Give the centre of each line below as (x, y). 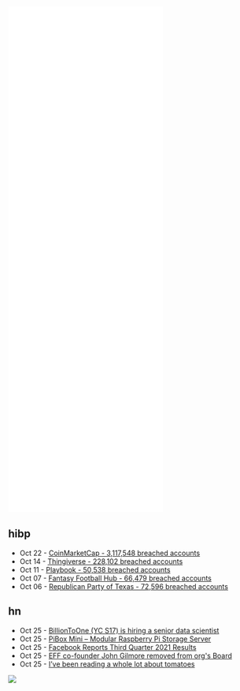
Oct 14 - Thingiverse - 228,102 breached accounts (101, 561)
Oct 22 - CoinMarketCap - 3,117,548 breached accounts (110, 553)
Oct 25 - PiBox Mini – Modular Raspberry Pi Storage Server (115, 639)
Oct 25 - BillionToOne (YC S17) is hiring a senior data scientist (119, 630)
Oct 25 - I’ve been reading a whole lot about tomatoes (107, 664)
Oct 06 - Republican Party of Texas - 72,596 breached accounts (124, 586)
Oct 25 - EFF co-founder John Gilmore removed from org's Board (126, 655)
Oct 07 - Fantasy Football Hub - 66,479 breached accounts (116, 578)
